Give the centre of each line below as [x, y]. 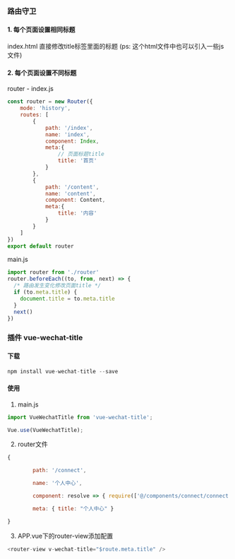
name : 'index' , [67, 134]
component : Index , [72, 141]
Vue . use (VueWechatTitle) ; [45, 430]
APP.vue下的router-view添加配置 [65, 536]
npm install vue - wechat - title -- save [63, 371]
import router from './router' [53, 272]
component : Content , [75, 200]
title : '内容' [77, 213]
